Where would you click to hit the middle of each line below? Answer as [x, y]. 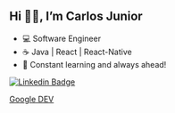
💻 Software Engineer [61, 38]
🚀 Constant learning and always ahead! [94, 64]
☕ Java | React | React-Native [77, 52]
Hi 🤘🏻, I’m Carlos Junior [76, 16]
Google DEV [32, 99]
